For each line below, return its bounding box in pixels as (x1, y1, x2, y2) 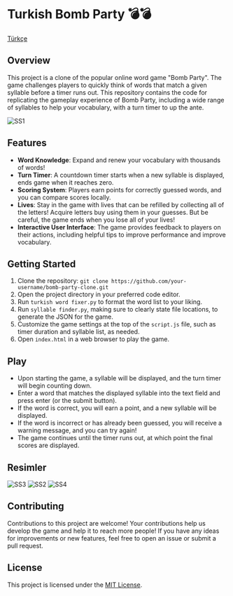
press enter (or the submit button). (17, 397, 118, 405)
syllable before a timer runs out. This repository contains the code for (7, 88, 208, 96)
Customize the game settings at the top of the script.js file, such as (17, 320, 216, 329)
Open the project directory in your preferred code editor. (17, 290, 181, 299)
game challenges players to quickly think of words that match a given (7, 81, 208, 89)
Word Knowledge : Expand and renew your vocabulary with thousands (17, 156, 221, 164)
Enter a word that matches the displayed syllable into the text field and (17, 389, 220, 397)
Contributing (7, 501, 64, 512)
